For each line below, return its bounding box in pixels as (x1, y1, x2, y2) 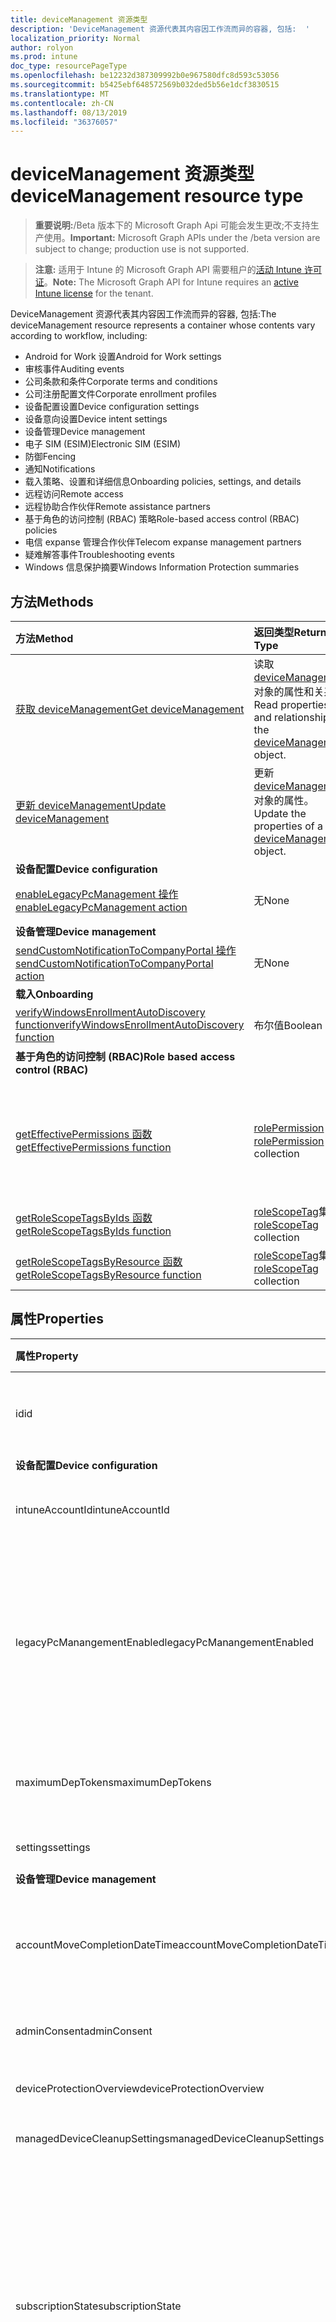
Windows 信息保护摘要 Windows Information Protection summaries (24, 561, 300, 573)
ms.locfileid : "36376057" (10, 117, 118, 127)
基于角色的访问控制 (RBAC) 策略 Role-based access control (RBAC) (24, 513, 300, 525)
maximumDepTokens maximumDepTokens (15, 1775, 212, 1789)
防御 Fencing (24, 451, 77, 463)
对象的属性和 (253, 685, 315, 698)
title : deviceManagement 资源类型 (10, 14, 148, 25)
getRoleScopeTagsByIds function (15, 1224, 172, 1238)
